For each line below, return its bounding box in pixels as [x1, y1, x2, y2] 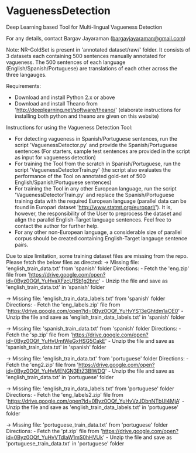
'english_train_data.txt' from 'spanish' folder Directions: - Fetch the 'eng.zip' [6, 265, 190, 272]
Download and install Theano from [14, 100, 98, 107]
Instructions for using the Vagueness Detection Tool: [6, 124, 133, 131]
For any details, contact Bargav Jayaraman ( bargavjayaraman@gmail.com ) [6, 35, 186, 42]
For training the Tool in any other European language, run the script [14, 185, 177, 192]
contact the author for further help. [14, 222, 99, 229]
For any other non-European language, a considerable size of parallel [14, 229, 183, 236]
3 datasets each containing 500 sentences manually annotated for [6, 52, 166, 59]
